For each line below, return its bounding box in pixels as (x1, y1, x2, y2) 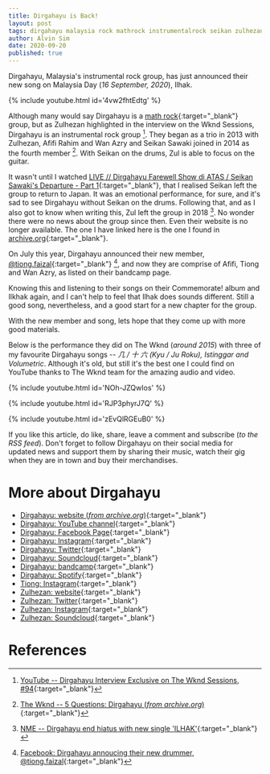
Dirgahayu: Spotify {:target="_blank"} (19, 569, 142, 580)
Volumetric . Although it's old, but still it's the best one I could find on (8, 358, 235, 368)
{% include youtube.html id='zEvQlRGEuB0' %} (8, 414, 166, 424)
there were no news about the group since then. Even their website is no (8, 216, 248, 226)
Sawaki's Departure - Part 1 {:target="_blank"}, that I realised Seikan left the (8, 180, 257, 190)
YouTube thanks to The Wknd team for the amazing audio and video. (8, 367, 235, 377)
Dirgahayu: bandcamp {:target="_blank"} (19, 561, 154, 571)
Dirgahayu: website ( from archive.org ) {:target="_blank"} (19, 510, 207, 519)
